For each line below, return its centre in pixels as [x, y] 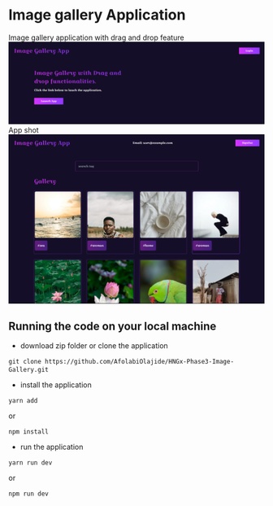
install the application [56, 385]
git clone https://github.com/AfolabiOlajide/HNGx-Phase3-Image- [121, 362]
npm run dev [28, 494]
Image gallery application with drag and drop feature [96, 37]
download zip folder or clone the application [94, 346]
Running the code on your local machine [113, 326]
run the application [52, 447]
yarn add [23, 401]
